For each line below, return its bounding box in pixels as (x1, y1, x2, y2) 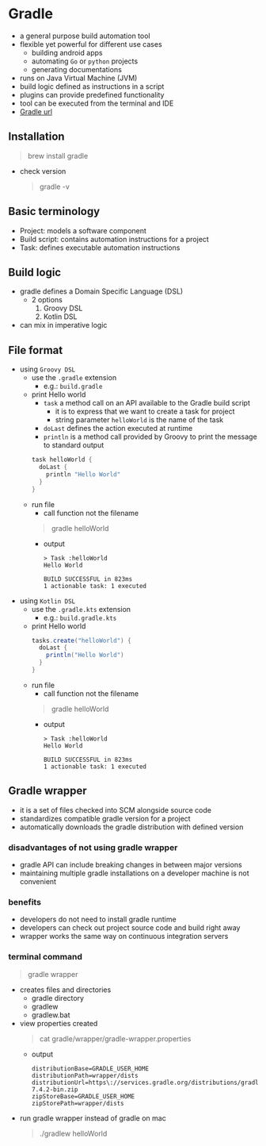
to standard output (43, 440, 104, 450)
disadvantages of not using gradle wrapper (8, 842, 178, 853)
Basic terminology (8, 205, 101, 218)
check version (19, 166, 66, 175)
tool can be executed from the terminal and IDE (19, 98, 174, 108)
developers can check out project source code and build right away (19, 923, 241, 933)
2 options (31, 295, 63, 305)
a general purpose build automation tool (19, 31, 150, 40)
